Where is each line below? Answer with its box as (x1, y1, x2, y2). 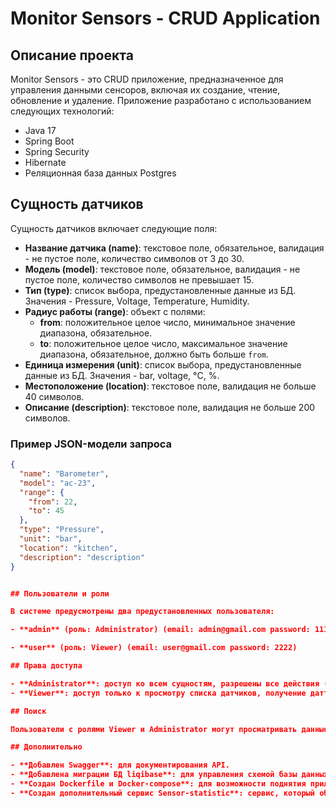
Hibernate (24, 157, 67, 168)
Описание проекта (10, 47, 134, 64)
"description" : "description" (19, 552, 145, 562)
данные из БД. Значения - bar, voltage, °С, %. (24, 369, 220, 381)
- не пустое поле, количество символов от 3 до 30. (24, 252, 245, 264)
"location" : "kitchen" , (19, 543, 118, 553)
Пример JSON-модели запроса (10, 437, 173, 451)
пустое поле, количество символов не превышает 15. (24, 273, 255, 286)
